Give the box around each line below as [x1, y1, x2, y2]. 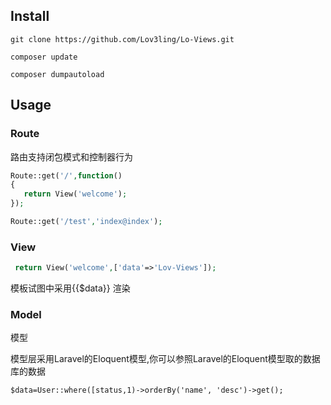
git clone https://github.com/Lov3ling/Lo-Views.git [10, 34, 235, 44]
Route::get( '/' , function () [10, 170, 123, 181]
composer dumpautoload [10, 69, 105, 79]
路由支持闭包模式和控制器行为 [10, 150, 133, 163]
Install [10, 8, 50, 25]
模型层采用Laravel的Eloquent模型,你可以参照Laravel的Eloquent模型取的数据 [10, 353, 321, 365]
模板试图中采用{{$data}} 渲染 [10, 282, 131, 294]
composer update [10, 52, 78, 62]
